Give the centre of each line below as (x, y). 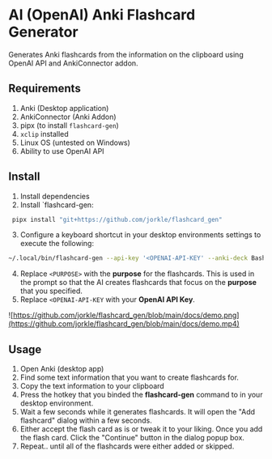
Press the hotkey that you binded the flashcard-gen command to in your (141, 395)
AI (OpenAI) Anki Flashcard (102, 15)
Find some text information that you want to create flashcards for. (129, 377)
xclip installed (44, 134)
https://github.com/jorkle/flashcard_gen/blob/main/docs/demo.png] (126, 315)
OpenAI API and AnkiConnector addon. (74, 63)
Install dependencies (55, 196)
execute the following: (57, 244)
